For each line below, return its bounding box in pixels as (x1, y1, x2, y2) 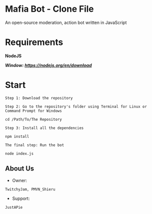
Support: (12, 195, 30, 201)
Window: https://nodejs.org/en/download (5, 62, 92, 68)
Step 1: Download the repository (5, 95, 73, 101)
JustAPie (5, 205, 23, 210)
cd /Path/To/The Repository (5, 117, 62, 122)
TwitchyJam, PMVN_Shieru (5, 187, 56, 192)
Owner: (12, 177, 27, 183)
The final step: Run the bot (5, 143, 64, 148)
